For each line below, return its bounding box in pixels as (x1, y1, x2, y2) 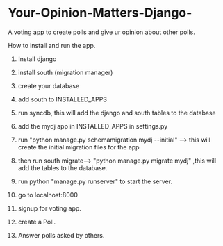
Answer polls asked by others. (17, 231, 105, 239)
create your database (17, 81, 80, 90)
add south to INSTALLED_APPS (17, 95, 107, 104)
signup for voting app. (17, 204, 82, 213)
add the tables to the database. (17, 163, 108, 172)
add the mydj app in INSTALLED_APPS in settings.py (17, 122, 168, 130)
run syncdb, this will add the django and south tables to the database (17, 108, 216, 117)
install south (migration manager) (17, 68, 113, 76)
